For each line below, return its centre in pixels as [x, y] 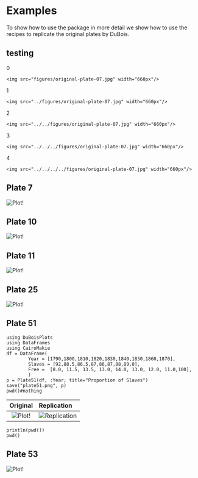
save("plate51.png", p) [37, 385]
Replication [55, 405]
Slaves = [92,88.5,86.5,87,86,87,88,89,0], [84, 364]
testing [20, 53]
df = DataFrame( [27, 353]
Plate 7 [19, 188]
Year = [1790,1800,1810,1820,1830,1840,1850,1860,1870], [102, 359]
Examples [32, 11]
